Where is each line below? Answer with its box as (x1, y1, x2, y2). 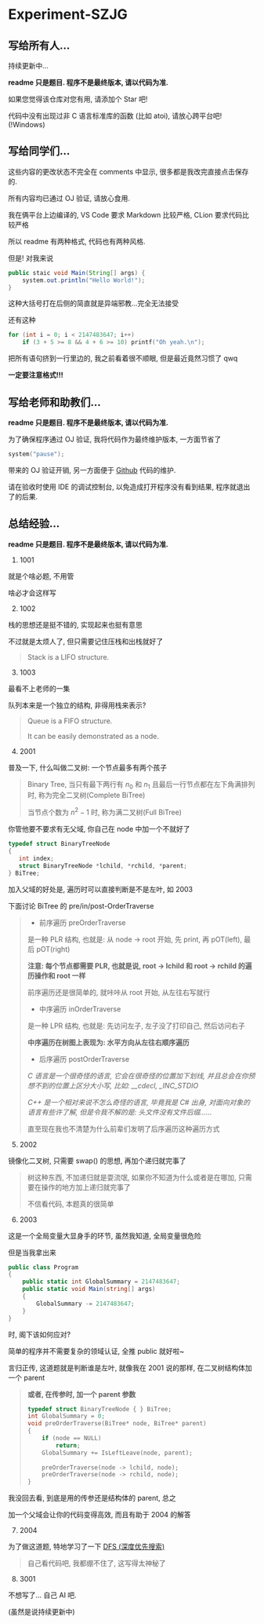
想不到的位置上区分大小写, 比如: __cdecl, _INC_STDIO (27, 1081, 199, 1090)
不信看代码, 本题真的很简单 (27, 1199, 114, 1209)
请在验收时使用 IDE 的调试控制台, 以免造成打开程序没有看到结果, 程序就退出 (8, 481, 251, 492)
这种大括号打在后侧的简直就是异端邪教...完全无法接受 (8, 298, 179, 308)
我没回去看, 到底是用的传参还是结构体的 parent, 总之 (8, 1494, 176, 1503)
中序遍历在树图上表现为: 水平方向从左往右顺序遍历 (27, 1037, 190, 1047)
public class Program (8, 1263, 79, 1271)
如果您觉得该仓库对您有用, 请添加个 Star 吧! (8, 94, 148, 104)
